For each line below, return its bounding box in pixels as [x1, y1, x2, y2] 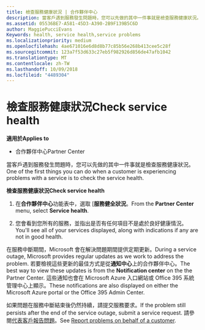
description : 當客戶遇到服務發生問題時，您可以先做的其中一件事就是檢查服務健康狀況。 [6, 15, 202, 21]
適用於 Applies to [6, 135, 49, 142]
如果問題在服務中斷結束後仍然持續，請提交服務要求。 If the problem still [6, 302, 186, 309]
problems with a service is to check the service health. [6, 175, 144, 182]
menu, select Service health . [15, 207, 89, 214]
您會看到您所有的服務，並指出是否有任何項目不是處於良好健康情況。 [15, 219, 187, 227]
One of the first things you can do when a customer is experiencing [6, 168, 176, 175]
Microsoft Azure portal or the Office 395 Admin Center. [6, 289, 145, 296]
